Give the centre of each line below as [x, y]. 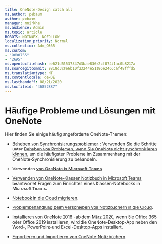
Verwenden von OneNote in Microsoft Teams [57, 169]
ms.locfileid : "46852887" [31, 86]
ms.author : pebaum [24, 14]
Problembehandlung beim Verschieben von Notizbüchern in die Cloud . [83, 207]
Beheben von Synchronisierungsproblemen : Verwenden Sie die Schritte [84, 144]
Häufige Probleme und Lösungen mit [80, 111]
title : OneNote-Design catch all [39, 9]
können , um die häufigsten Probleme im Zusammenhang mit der [76, 154]
